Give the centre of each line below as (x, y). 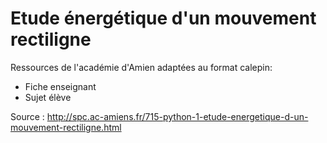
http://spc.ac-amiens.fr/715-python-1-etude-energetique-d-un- (177, 116)
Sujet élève (48, 97)
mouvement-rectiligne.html (66, 127)
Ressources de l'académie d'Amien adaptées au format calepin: (141, 67)
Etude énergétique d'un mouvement (163, 18)
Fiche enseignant (60, 86)
